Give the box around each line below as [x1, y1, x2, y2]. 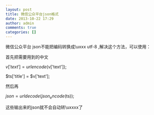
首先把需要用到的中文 [5, 54, 48, 60]
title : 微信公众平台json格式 [5, 12, 59, 17]
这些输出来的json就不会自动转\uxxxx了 [5, 104, 83, 110]
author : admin [5, 20, 35, 26]
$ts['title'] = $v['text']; [5, 74, 50, 79]
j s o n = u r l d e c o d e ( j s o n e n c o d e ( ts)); [5, 93, 75, 100]
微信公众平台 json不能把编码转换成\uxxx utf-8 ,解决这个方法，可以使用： [5, 44, 151, 49]
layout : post [5, 7, 32, 12]
